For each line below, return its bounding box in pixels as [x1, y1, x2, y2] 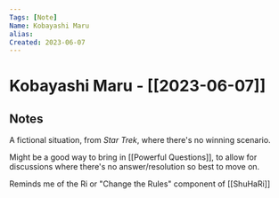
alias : [9, 29, 34, 38]
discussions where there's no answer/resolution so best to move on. [9, 162, 260, 172]
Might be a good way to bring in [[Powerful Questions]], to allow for [9, 152, 258, 162]
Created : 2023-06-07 [9, 37, 86, 47]
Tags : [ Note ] [9, 12, 58, 22]
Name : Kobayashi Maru [9, 21, 90, 30]
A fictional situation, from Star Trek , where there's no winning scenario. [9, 135, 271, 146]
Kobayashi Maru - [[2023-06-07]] [9, 76, 266, 96]
